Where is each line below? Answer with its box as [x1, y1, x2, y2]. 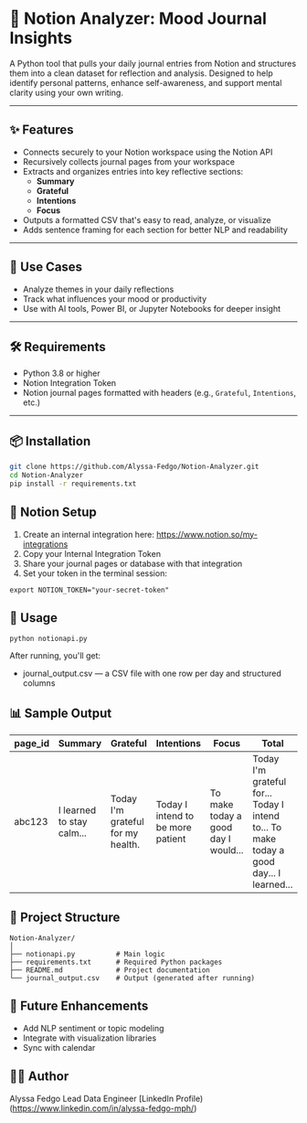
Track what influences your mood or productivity [22, 293, 207, 305]
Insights [9, 27, 73, 48]
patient [155, 832, 186, 845]
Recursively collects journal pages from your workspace [22, 155, 236, 167]
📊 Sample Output [9, 705, 112, 721]
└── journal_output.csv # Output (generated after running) [9, 974, 256, 983]
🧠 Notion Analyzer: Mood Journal [9, 8, 268, 29]
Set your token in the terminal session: [22, 567, 167, 579]
